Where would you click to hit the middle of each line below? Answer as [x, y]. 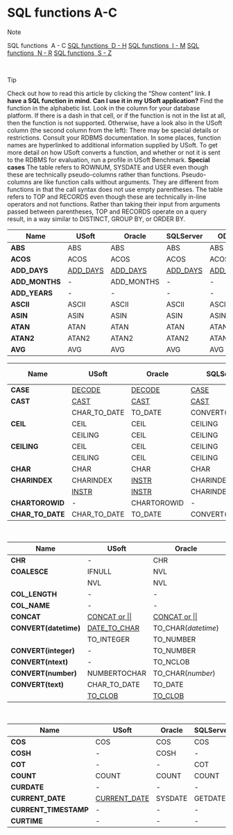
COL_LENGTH [34, 594]
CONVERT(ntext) [39, 662]
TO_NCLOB [171, 662]
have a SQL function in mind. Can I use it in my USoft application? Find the [115, 100]
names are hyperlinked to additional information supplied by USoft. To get [113, 145]
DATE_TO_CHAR [113, 628]
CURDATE [27, 787]
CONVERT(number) [44, 673]
